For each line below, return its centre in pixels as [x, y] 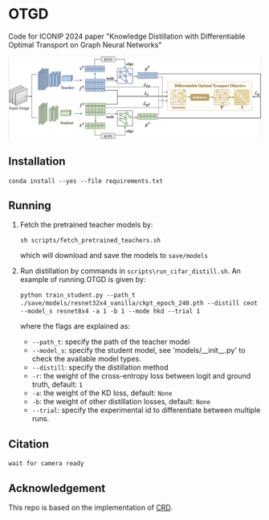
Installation [37, 162]
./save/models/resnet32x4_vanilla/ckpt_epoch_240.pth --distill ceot [139, 303]
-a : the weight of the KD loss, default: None [102, 393]
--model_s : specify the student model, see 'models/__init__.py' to [139, 350]
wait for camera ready [46, 464]
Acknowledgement [57, 488]
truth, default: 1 [57, 385]
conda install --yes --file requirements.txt [86, 181]
